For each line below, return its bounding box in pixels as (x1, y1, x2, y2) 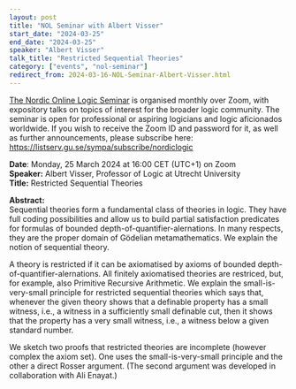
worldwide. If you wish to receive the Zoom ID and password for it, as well (9, 123, 278, 133)
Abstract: (9, 194, 45, 205)
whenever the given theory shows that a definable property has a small (9, 296, 269, 307)
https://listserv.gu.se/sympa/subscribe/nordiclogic (9, 141, 194, 152)
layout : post (9, 12, 57, 22)
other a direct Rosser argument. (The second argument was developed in (9, 360, 277, 371)
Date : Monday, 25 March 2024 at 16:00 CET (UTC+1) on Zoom (9, 158, 237, 169)
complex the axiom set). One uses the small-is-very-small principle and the (9, 351, 283, 362)
